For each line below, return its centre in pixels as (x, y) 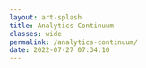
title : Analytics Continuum (62, 26)
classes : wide (36, 34)
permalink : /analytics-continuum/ (74, 42)
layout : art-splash (46, 17)
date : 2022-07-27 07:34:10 (60, 50)
